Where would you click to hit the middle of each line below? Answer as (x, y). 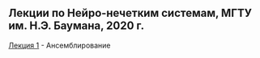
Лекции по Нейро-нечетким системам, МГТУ (130, 13)
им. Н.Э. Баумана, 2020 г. (77, 26)
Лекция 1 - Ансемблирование (60, 45)
